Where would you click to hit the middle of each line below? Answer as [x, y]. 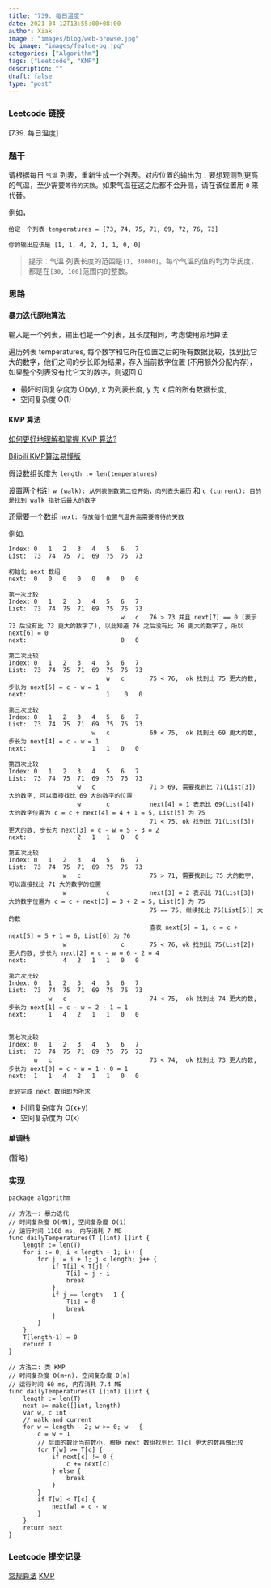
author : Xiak [30, 31]
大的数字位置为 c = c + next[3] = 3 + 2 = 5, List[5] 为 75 [107, 902]
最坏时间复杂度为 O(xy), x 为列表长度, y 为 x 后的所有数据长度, [123, 389]
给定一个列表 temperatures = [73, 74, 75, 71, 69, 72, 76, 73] [113, 229]
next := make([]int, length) [72, 1406]
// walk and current [57, 1419]
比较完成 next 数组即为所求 [49, 1092]
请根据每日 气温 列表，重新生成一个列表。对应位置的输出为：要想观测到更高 [133, 175]
